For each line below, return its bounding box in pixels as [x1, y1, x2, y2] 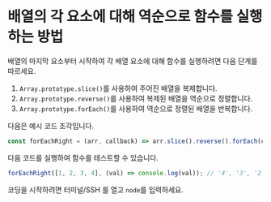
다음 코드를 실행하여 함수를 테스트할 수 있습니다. [7, 153, 159, 162]
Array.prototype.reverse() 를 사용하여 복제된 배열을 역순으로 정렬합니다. [19, 93, 253, 103]
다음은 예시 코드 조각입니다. [7, 121, 95, 131]
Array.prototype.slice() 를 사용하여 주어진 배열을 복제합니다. [19, 83, 218, 93]
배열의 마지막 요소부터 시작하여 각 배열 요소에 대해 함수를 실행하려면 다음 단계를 [7, 56, 258, 66]
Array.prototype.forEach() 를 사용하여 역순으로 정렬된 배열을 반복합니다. [19, 103, 253, 114]
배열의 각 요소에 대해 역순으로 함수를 [7, 7, 234, 26]
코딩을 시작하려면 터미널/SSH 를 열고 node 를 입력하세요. [7, 184, 184, 195]
